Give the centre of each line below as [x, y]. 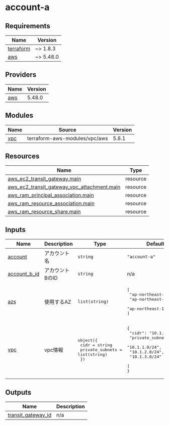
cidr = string [96, 345]
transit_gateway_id [30, 415]
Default [155, 244]
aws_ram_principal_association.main [51, 195]
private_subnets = [101, 349]
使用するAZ [58, 302]
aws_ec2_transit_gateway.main [45, 179]
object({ [88, 340]
